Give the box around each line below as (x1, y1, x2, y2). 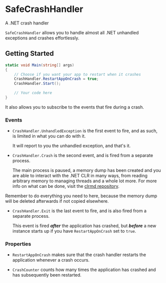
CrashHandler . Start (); (14, 81, 61, 86)
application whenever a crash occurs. (12, 257, 90, 263)
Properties (5, 240, 31, 247)
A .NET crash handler (5, 20, 49, 26)
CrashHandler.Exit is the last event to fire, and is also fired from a (12, 208, 147, 214)
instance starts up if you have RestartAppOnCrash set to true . (12, 228, 137, 234)
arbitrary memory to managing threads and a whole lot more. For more (12, 178, 157, 184)
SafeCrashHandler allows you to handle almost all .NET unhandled (5, 29, 139, 35)
